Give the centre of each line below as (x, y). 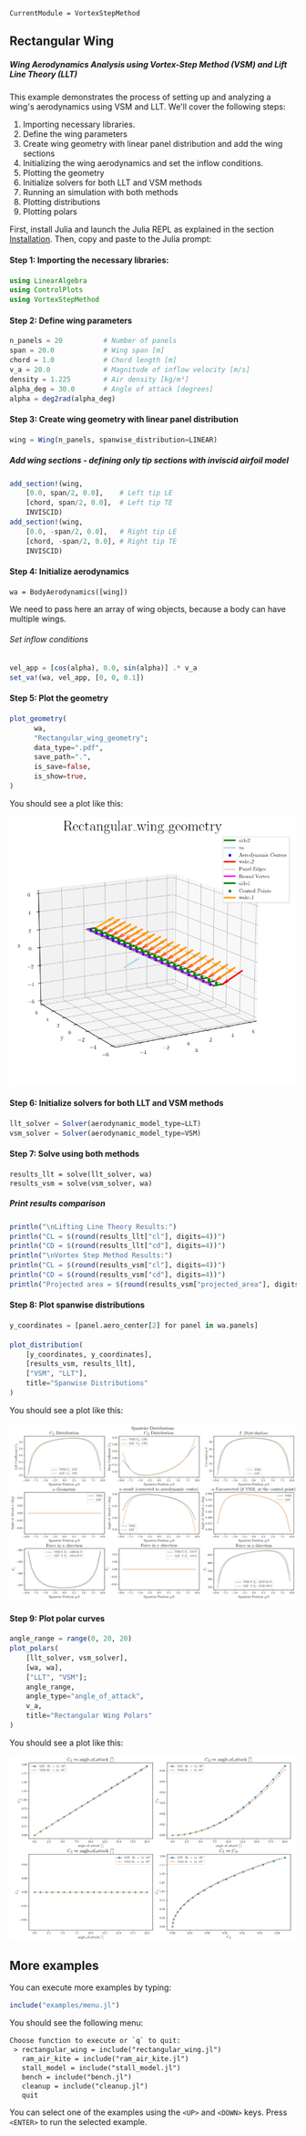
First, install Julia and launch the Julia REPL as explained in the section (142, 229)
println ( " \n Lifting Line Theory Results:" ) (93, 1226)
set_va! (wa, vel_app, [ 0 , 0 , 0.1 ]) (77, 677)
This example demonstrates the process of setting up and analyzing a (140, 97)
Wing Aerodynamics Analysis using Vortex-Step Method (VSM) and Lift (148, 64)
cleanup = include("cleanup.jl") (85, 2087)
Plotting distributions (61, 202)
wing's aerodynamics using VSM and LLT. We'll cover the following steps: (148, 107)
